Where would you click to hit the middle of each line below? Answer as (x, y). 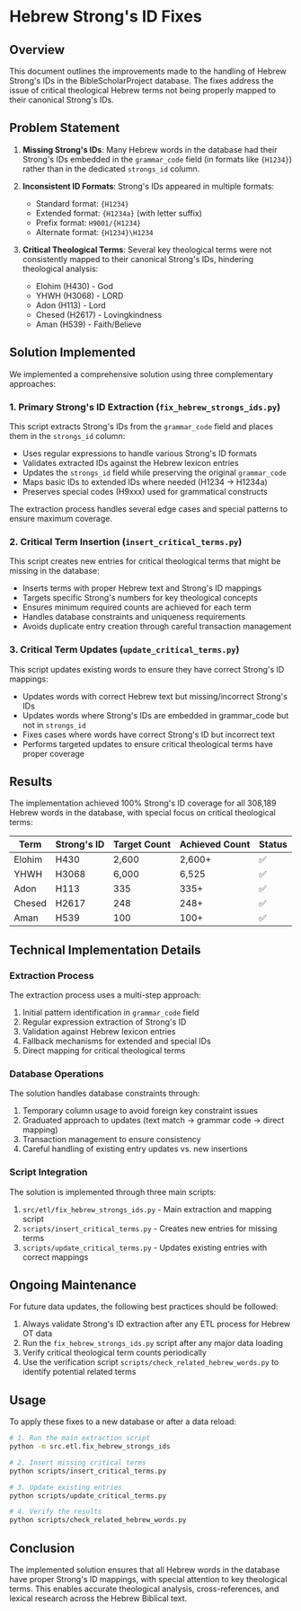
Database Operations (57, 1073)
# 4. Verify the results (56, 1512)
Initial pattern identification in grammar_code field (111, 1013)
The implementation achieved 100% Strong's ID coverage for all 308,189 (143, 803)
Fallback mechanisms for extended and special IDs (116, 1041)
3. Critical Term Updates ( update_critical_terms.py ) (124, 650)
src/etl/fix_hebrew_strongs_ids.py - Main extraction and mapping (147, 1209)
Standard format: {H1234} (82, 203)
